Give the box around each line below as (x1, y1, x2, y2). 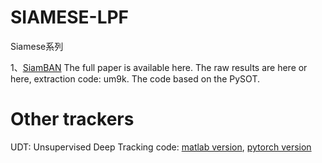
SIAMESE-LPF (10, 6, 130, 29)
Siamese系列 (10, 40, 64, 52)
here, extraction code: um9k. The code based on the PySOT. (10, 72, 260, 85)
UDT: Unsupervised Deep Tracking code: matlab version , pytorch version (10, 141, 312, 153)
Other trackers (10, 108, 135, 131)
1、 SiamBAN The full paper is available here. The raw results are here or (10, 61, 308, 73)
